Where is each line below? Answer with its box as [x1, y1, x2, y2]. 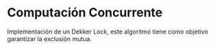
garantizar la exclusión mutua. [7, 34, 92, 42]
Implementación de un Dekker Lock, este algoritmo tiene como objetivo [7, 27, 209, 36]
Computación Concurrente [7, 5, 163, 21]
